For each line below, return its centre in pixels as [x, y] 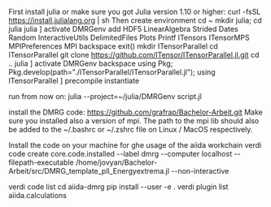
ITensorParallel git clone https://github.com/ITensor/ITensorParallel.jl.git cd [134, 55]
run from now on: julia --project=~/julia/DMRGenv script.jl [105, 96]
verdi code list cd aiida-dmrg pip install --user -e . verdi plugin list [118, 187]
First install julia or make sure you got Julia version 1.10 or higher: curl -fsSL [135, 12]
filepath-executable [42, 162]
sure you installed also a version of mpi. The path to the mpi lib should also [134, 121]
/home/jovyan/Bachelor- [117, 162]
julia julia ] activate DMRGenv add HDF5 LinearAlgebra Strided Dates [123, 29]
